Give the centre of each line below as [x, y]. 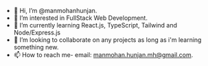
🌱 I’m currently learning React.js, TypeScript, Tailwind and [95, 25]
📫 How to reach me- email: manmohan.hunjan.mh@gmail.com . [103, 55]
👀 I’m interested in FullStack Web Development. [80, 18]
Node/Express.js [37, 32]
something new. [36, 47]
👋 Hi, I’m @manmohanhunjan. [55, 11]
